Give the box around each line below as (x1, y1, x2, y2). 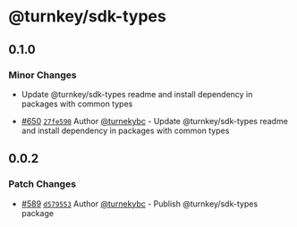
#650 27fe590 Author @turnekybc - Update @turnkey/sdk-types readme (21, 115, 288, 126)
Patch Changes (8, 178, 77, 190)
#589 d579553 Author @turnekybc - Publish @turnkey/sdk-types (21, 198, 259, 209)
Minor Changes (8, 69, 77, 81)
